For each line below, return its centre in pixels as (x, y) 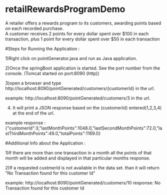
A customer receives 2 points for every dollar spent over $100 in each (77, 33)
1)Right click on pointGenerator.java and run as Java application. (71, 58)
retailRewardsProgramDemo (65, 9)
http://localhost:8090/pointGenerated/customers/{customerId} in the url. (80, 88)
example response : (25, 122)
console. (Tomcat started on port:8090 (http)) (52, 73)
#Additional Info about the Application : (45, 143)
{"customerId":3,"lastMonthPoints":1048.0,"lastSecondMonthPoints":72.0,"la (84, 128)
